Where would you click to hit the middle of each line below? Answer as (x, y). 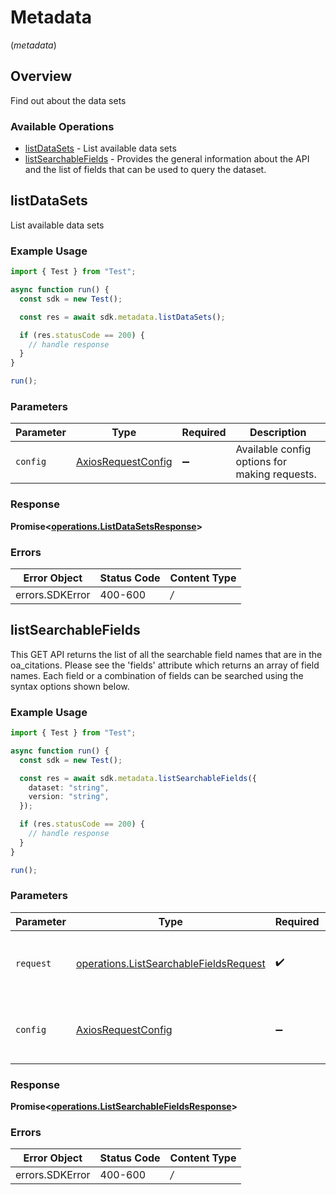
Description (278, 433)
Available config (273, 449)
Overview (41, 76)
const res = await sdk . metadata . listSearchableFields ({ (138, 778)
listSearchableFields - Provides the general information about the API (167, 159)
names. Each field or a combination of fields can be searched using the (157, 675)
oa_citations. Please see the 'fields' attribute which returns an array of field (165, 665)
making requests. (276, 474)
